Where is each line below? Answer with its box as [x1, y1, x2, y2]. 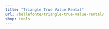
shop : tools [5, 16, 30, 21]
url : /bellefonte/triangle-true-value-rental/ [5, 12, 104, 17]
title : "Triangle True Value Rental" [5, 7, 84, 12]
